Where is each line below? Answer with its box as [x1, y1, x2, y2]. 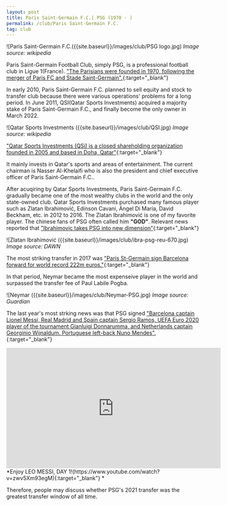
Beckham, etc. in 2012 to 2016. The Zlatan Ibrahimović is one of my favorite [6, 212, 196, 219]
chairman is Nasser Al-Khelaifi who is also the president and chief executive [6, 167, 198, 174]
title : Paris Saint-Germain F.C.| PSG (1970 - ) [6, 15, 133, 21]
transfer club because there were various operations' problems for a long [6, 92, 192, 100]
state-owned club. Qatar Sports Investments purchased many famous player [6, 198, 199, 206]
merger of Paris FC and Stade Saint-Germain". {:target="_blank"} [6, 74, 169, 81]
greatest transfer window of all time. [6, 493, 98, 500]
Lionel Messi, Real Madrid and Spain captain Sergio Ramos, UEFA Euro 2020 [6, 316, 199, 324]
